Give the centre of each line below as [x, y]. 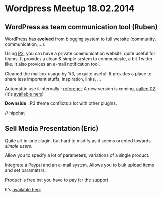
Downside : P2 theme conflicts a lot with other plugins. [61, 103]
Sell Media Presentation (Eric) [52, 128]
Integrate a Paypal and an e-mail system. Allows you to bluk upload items [80, 165]
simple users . [19, 146]
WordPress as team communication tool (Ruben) [81, 27]
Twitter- [146, 59]
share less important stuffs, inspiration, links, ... [53, 79]
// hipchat [15, 113]
